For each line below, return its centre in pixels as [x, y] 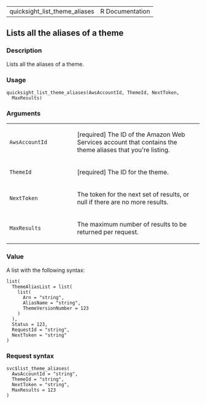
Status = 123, [30, 324]
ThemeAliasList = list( [42, 287]
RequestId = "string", [41, 330]
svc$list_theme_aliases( [38, 368]
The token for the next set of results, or [133, 195]
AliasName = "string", [51, 303]
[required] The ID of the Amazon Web [131, 134]
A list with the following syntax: [46, 270]
